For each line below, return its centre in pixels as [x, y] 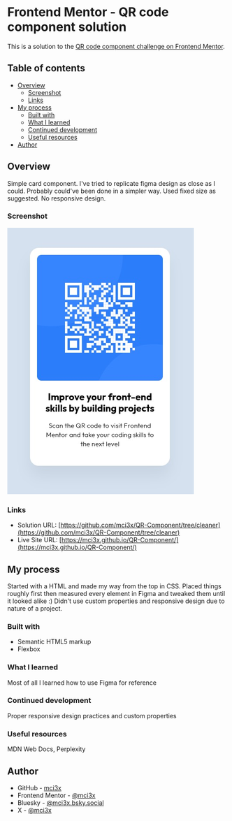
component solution [67, 27]
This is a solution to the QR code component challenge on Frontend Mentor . [116, 46]
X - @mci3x [35, 810]
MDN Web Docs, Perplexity [46, 749]
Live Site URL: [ [39, 540]
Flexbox [29, 649]
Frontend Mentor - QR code [88, 12]
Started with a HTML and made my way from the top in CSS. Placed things [114, 586]
